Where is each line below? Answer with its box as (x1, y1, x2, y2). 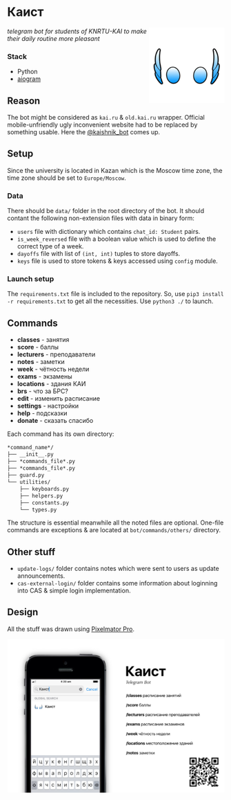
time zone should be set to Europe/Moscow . (7, 174, 126, 182)
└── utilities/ (7, 479, 51, 486)
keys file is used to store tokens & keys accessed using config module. (17, 257, 219, 265)
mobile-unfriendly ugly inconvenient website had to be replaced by (7, 120, 198, 129)
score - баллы (17, 343, 59, 352)
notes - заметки (17, 358, 65, 366)
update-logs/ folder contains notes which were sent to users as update (17, 565, 219, 573)
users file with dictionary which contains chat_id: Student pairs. (17, 228, 201, 236)
